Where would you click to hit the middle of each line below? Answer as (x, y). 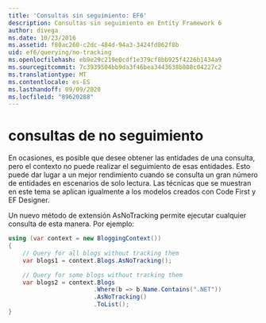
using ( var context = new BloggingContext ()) (85, 239)
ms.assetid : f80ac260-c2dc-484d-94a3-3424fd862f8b (94, 45)
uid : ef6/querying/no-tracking (60, 52)
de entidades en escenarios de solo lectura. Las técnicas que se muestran (130, 183)
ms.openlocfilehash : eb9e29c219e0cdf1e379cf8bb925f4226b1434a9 (115, 60)
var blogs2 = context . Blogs (69, 283)
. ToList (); (111, 305)
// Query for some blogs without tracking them (102, 275)
